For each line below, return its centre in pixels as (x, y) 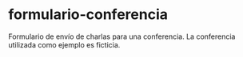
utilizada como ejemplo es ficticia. (64, 44)
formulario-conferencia (88, 15)
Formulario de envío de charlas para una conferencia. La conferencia (122, 36)
